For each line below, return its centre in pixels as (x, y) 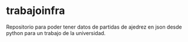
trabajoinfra (36, 11)
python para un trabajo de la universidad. (56, 33)
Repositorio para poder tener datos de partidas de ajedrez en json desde (94, 27)
